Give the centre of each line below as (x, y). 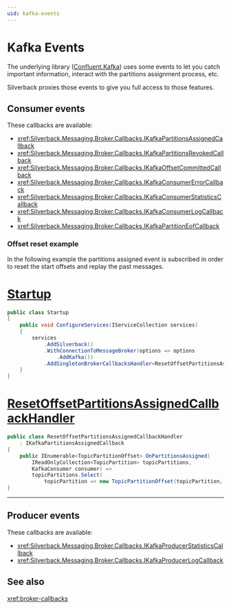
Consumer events (46, 108)
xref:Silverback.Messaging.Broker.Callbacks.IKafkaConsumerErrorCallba (120, 182)
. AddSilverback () (69, 344)
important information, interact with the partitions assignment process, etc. (113, 74)
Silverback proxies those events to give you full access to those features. (111, 87)
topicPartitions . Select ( (67, 475)
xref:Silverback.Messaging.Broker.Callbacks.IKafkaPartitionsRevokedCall (120, 153)
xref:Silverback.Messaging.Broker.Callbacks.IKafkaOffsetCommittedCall (119, 168)
